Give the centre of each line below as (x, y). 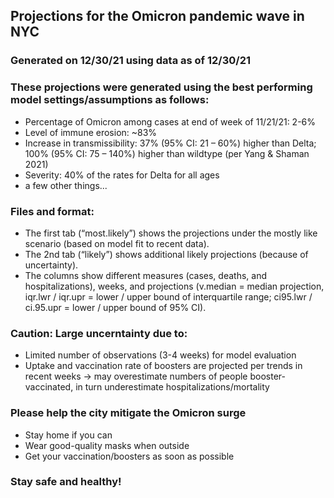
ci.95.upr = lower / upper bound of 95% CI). (115, 307)
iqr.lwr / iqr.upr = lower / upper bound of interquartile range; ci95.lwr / (168, 296)
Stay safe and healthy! (66, 482)
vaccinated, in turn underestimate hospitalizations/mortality (147, 387)
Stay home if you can (68, 435)
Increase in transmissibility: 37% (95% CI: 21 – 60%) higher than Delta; (170, 143)
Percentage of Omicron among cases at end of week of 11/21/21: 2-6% (170, 121)
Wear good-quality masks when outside (107, 445)
